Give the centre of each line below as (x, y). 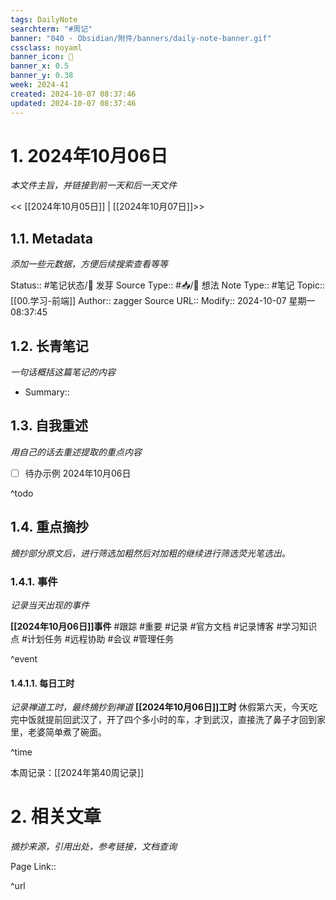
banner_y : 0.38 (42, 76)
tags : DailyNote (44, 19)
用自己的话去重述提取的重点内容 (76, 452)
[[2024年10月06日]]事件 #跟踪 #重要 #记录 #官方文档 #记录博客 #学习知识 (164, 627)
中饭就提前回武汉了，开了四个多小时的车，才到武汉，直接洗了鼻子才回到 (167, 720)
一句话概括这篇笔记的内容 (63, 372)
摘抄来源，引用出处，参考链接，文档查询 (93, 847)
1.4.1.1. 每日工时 (42, 683)
